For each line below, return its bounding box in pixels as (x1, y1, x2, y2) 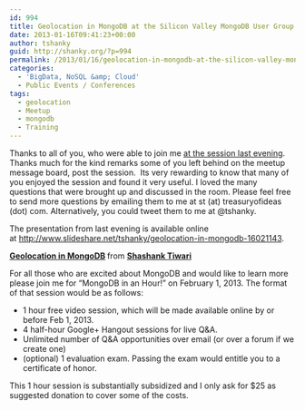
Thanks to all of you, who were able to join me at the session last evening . (9, 148, 286, 159)
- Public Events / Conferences (17, 81, 136, 90)
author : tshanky (9, 38, 71, 48)
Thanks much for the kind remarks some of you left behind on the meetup (9, 158, 286, 168)
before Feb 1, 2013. (22, 315, 94, 325)
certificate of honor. (22, 363, 97, 373)
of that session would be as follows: (9, 288, 143, 298)
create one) (22, 344, 66, 354)
